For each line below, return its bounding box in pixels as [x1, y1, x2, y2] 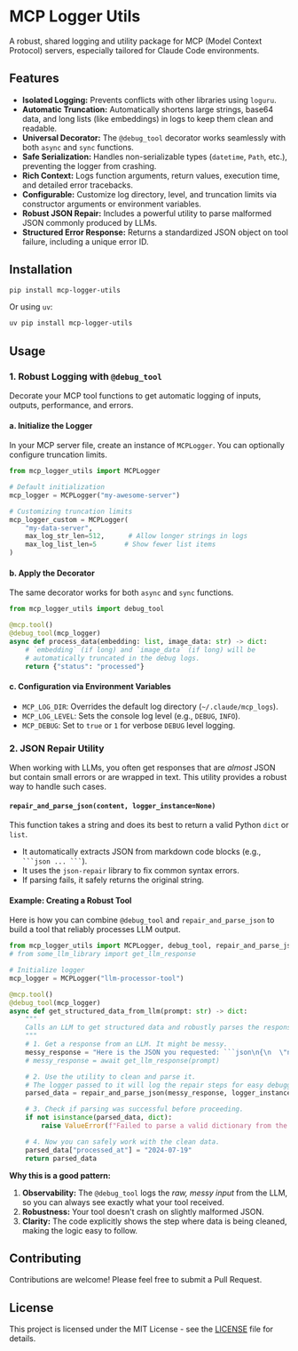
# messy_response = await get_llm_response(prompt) [25, 1056, 220, 1065]
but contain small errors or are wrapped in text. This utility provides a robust [9, 771, 287, 782]
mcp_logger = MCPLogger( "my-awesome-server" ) [9, 491, 180, 500]
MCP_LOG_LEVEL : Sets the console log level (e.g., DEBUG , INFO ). [21, 710, 241, 721]
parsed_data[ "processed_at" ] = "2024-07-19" [25, 1146, 192, 1154]
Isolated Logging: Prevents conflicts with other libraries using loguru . [21, 94, 277, 105]
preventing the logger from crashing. [21, 160, 157, 171]
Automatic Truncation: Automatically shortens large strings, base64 [21, 104, 274, 115]
